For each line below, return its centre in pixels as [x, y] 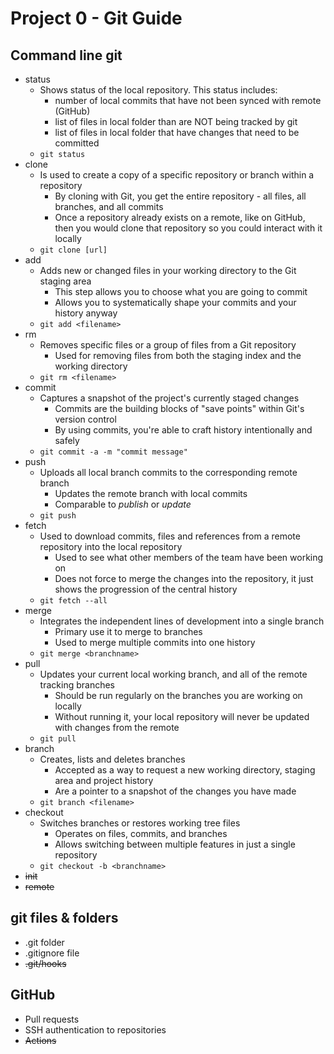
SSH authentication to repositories [95, 1029]
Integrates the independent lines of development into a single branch [182, 621]
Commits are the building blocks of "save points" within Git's [179, 408]
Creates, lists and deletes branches [112, 759]
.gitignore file [52, 953]
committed [77, 143]
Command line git [66, 55]
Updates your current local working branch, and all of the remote [173, 674]
